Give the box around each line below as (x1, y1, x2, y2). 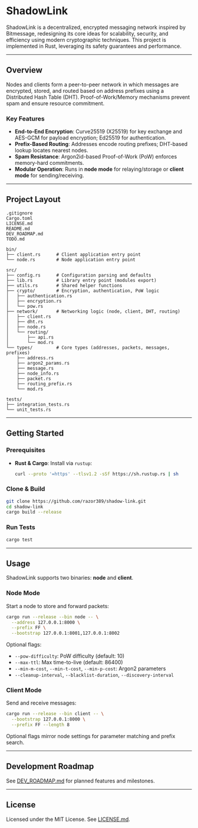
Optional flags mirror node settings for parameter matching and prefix (6, 733, 176, 740)
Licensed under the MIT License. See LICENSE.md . (6, 816, 131, 823)
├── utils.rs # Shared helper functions (6, 283, 123, 288)
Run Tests (6, 523, 35, 531)
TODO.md (6, 236, 25, 242)
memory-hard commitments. (14, 160, 84, 167)
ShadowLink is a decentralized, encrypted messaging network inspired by (6, 24, 186, 31)
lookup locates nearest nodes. (14, 147, 88, 154)
